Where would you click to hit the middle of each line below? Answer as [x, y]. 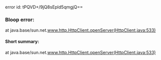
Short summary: [22, 41]
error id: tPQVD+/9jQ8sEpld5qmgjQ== [44, 7]
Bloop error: [20, 20]
